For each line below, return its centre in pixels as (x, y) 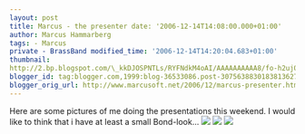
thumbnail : (30, 60)
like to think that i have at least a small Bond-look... (104, 121)
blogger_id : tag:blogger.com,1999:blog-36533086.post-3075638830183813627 (154, 77)
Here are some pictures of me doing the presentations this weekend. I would (152, 110)
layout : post (34, 18)
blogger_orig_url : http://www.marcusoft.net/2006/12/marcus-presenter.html (156, 85)
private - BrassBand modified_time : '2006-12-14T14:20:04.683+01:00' (144, 52)
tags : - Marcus (38, 43)
